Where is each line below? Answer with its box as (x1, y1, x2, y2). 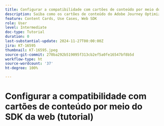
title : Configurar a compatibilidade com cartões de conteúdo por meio (5, 7, 154, 12)
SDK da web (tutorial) (5, 111, 94, 123)
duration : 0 (5, 34, 29, 39)
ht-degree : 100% (5, 66, 38, 71)
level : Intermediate (5, 25, 47, 30)
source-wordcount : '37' (5, 61, 54, 66)
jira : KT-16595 (5, 43, 36, 48)
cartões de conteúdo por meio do (5, 101, 143, 112)
